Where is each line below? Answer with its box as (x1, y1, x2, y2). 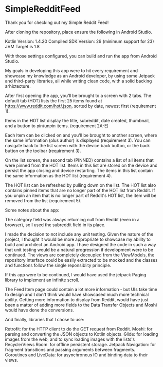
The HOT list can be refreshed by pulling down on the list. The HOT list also (5, 182, 156, 188)
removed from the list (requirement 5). (5, 197, 82, 203)
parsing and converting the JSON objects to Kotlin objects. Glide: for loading (5, 331, 158, 337)
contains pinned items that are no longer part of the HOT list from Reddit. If (5, 187, 155, 193)
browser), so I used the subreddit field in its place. (5, 222, 106, 228)
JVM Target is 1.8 (5, 43, 40, 49)
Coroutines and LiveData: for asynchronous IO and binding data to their (5, 352, 148, 358)
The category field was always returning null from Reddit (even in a (5, 216, 140, 222)
